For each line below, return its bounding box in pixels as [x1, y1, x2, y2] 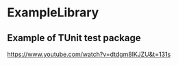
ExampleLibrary [7, 5, 99, 21]
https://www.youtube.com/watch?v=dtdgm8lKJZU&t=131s [7, 50, 171, 58]
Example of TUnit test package [7, 32, 142, 44]
